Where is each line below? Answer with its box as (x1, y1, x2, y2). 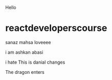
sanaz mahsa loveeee (5, 39, 51, 45)
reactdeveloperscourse (5, 23, 107, 34)
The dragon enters (5, 69, 45, 75)
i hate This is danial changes (5, 59, 65, 65)
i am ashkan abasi (5, 49, 43, 55)
